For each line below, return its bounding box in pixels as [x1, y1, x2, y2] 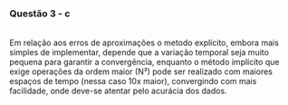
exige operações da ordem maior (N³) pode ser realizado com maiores [9, 66, 274, 77]
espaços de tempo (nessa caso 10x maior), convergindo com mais [9, 76, 257, 87]
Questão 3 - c [9, 7, 71, 20]
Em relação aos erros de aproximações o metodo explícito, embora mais [9, 37, 279, 48]
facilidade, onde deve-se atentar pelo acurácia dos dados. [9, 85, 228, 97]
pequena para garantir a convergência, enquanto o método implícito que [9, 57, 280, 68]
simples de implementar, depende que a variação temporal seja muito [9, 47, 270, 58]
